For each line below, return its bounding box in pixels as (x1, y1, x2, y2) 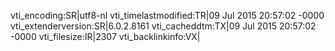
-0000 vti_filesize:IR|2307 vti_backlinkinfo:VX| (10, 31, 201, 42)
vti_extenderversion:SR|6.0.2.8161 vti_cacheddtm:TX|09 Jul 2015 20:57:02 (10, 20, 317, 32)
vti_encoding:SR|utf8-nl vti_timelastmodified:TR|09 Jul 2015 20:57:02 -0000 (10, 10, 325, 21)
